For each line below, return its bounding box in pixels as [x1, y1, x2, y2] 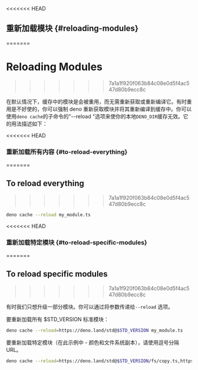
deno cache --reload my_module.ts [6, 212, 91, 217]
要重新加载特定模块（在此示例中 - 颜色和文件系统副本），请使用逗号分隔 [6, 339, 180, 346]
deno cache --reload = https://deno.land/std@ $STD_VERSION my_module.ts [6, 327, 183, 333]
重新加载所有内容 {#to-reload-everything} [6, 147, 128, 156]
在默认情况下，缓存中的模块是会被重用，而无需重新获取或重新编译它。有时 [6, 98, 187, 105]
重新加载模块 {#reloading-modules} [6, 24, 139, 34]
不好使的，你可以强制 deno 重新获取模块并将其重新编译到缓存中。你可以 [16, 105, 192, 113]
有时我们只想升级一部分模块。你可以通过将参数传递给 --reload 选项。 [6, 303, 174, 310]
